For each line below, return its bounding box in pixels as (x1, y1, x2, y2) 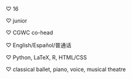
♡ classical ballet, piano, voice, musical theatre (6, 66, 126, 73)
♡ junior (6, 17, 28, 24)
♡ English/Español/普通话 (6, 42, 72, 48)
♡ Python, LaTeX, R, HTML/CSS (6, 54, 87, 61)
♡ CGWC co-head (6, 29, 53, 36)
